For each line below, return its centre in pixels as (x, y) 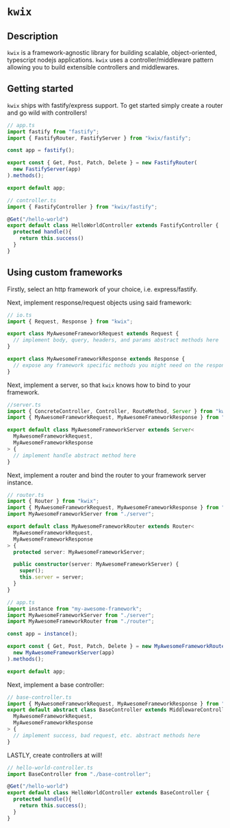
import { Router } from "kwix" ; (53, 501)
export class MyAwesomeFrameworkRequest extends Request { (93, 334)
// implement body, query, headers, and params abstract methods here (116, 340)
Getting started (40, 89)
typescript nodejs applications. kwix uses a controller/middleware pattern (110, 60)
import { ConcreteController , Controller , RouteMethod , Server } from (110, 411)
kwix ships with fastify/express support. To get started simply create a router (115, 105)
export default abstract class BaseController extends (87, 710)
